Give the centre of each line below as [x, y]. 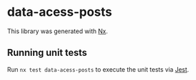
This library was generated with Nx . [57, 31]
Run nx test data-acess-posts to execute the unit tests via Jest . [98, 69]
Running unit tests [47, 53]
